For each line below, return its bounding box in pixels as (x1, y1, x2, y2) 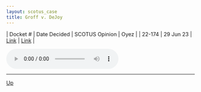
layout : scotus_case (6, 8, 58, 15)
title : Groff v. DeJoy (6, 14, 63, 20)
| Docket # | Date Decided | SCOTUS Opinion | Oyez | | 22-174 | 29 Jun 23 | (6, 30, 193, 37)
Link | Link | (6, 37, 35, 44)
